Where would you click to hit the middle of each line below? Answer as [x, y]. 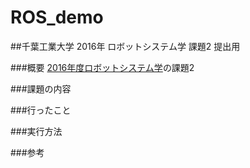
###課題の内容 [41, 88]
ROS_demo [57, 17]
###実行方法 [36, 131]
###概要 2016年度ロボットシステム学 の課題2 [102, 67]
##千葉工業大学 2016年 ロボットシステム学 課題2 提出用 [125, 46]
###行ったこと [41, 110]
